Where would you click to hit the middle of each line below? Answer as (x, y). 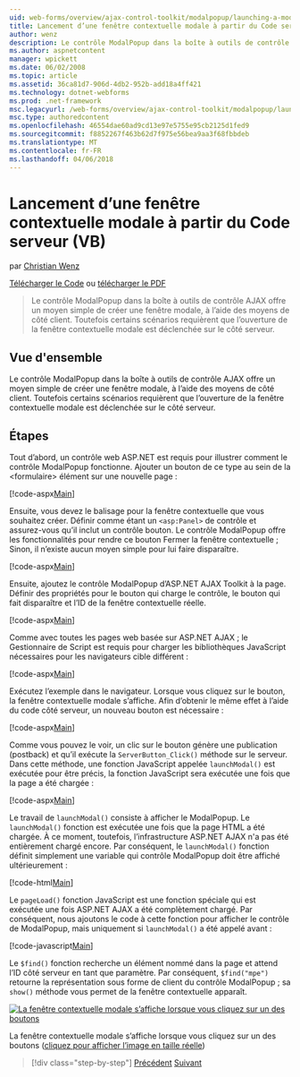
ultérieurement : (39, 866)
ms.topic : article (43, 76)
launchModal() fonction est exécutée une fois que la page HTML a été (137, 827)
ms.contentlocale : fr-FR (55, 150)
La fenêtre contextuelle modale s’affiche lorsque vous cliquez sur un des (143, 1036)
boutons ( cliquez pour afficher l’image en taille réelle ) (107, 1046)
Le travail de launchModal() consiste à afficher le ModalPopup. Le (129, 818)
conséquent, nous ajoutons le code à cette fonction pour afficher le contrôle (150, 919)
